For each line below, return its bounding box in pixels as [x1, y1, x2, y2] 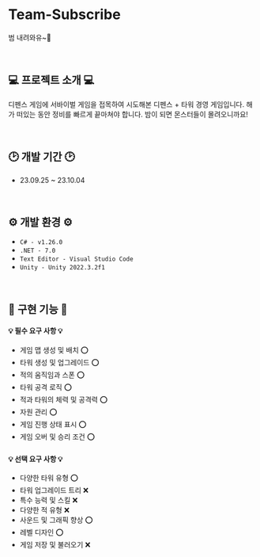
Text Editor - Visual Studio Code [19, 255, 134, 263]
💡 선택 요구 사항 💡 [8, 454, 63, 464]
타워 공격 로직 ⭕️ [19, 382, 73, 391]
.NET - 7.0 [19, 247, 56, 255]
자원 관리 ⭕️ [19, 406, 58, 417]
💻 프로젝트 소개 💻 [8, 74, 95, 87]
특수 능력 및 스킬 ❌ [19, 495, 78, 505]
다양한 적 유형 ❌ [19, 505, 70, 515]
